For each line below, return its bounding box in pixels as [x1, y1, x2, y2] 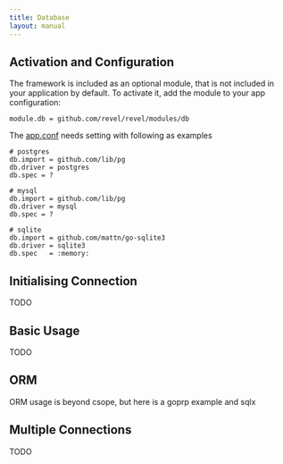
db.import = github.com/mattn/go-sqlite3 [9, 233, 166, 242]
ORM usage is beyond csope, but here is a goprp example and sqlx [9, 396, 256, 407]
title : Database [9, 13, 70, 22]
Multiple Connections [9, 422, 132, 438]
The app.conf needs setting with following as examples [9, 131, 212, 141]
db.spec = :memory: [9, 249, 90, 258]
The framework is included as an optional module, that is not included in [9, 78, 275, 89]
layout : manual [9, 21, 66, 30]
